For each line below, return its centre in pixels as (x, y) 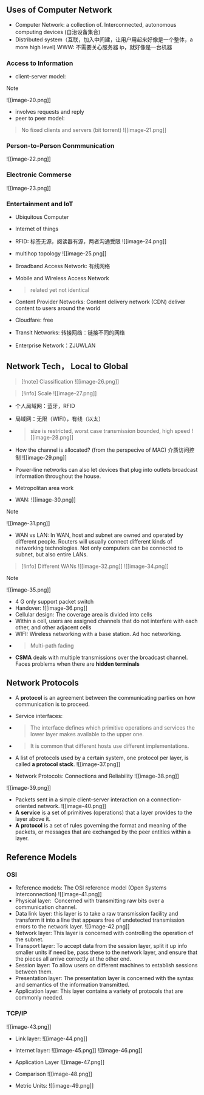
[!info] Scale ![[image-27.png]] (59, 393)
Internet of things (37, 229)
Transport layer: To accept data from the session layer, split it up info (101, 946)
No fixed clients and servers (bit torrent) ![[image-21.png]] (94, 130)
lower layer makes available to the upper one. (87, 734)
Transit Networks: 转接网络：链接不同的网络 (70, 333)
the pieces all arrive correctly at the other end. (73, 959)
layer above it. (33, 819)
